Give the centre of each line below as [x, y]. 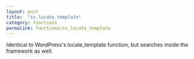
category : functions [32, 22]
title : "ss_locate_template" [44, 17]
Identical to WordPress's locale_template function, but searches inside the [97, 45]
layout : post [22, 12]
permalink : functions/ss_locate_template [58, 28]
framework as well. [30, 51]
